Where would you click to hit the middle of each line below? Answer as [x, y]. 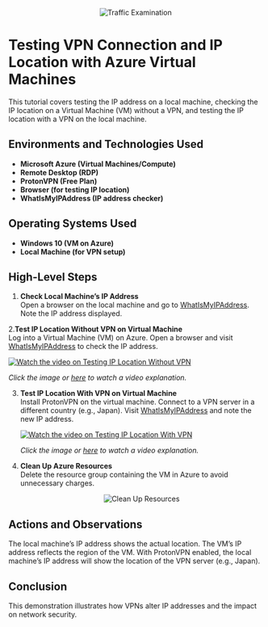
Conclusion [38, 586]
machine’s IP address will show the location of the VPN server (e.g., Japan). [134, 561]
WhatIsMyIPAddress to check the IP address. [84, 347]
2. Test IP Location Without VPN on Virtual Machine [96, 329]
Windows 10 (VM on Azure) [67, 243]
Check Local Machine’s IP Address [79, 297]
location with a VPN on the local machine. [77, 119]
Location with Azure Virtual [102, 63]
